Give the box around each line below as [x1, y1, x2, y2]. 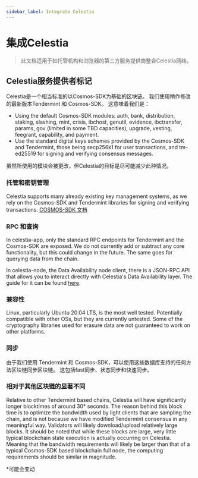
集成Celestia [6, 36, 69, 49]
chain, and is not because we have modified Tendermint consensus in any [6, 415, 188, 422]
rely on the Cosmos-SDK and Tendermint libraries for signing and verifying [6, 199, 190, 206]
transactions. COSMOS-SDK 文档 [6, 206, 88, 213]
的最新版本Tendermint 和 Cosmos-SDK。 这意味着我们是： [6, 100, 150, 108]
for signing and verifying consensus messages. [37, 150, 153, 158]
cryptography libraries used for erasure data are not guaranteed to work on [6, 322, 191, 329]
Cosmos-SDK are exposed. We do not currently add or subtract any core [6, 242, 185, 250]
